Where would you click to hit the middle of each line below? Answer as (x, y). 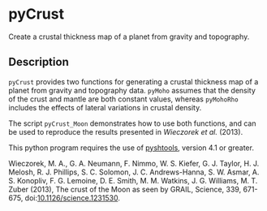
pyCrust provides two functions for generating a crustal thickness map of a (133, 81)
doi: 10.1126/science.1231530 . (72, 198)
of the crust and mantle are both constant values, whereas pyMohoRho (123, 99)
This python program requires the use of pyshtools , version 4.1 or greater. (131, 148)
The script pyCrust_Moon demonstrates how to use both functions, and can (133, 123)
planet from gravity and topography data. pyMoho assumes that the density (132, 90)
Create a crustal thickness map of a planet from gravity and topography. (129, 37)
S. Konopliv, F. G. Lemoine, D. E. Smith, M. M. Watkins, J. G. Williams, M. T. (133, 180)
